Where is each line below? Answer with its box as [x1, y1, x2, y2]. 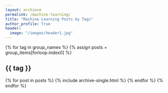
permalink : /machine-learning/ [5, 12, 71, 17]
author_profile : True [5, 21, 51, 26]
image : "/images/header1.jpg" [10, 30, 73, 35]
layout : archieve [5, 7, 42, 12]
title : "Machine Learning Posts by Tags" [5, 16, 94, 21]
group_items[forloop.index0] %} [5, 49, 72, 55]
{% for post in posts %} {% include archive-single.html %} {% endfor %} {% [5, 77, 163, 83]
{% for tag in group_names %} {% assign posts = [5, 44, 107, 50]
